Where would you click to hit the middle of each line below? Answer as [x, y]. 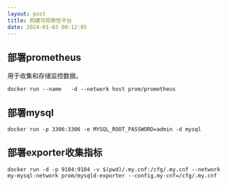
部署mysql [31, 113]
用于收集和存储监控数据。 [45, 76]
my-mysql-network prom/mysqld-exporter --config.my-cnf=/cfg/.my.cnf [112, 175]
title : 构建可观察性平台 [40, 21]
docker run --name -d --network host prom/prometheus [92, 89]
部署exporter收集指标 [55, 153]
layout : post [27, 14]
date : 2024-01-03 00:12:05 [47, 27]
